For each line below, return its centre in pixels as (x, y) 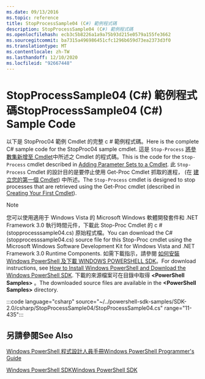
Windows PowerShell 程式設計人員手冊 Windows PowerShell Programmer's (100, 351)
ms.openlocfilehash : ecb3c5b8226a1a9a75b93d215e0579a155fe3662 (89, 35)
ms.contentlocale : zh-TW (38, 52)
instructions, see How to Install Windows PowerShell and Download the (96, 268)
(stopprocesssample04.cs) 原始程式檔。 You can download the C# (90, 233)
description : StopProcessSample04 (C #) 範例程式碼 (70, 29)
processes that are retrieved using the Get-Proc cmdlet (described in (93, 186)
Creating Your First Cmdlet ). (42, 193)
